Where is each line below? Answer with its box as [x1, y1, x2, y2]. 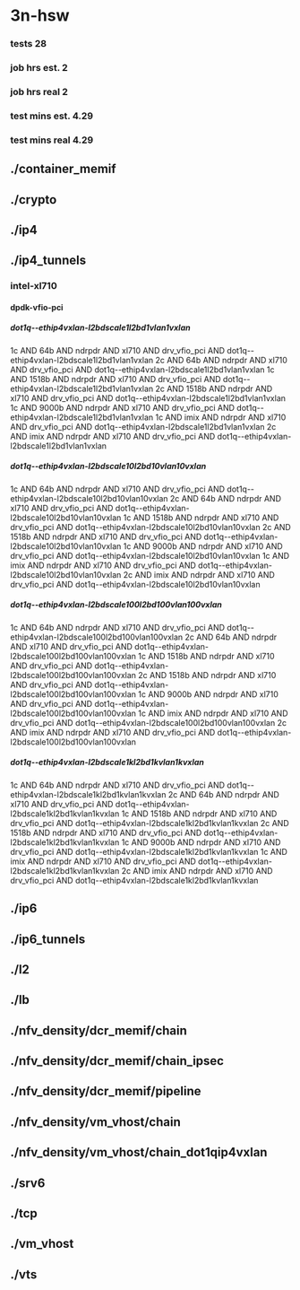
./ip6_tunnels [10, 931, 86, 946]
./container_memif [10, 161, 116, 177]
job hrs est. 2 [10, 62, 68, 74]
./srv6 [10, 1175, 46, 1190]
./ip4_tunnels [10, 253, 87, 268]
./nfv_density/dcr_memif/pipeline [10, 1084, 201, 1099]
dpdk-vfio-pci [10, 301, 64, 312]
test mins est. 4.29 [10, 109, 93, 122]
